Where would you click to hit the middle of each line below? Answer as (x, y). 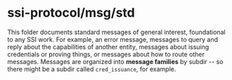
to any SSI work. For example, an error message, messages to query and (113, 39)
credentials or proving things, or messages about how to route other (106, 54)
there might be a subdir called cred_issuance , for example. (92, 69)
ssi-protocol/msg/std (71, 13)
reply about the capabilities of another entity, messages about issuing (108, 47)
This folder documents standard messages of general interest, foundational (117, 32)
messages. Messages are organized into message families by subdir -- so (115, 61)
